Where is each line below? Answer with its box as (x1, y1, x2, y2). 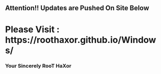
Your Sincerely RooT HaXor (5, 62, 72, 69)
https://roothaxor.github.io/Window (5, 34, 157, 45)
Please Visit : (5, 24, 60, 35)
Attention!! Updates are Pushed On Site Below (5, 4, 150, 12)
